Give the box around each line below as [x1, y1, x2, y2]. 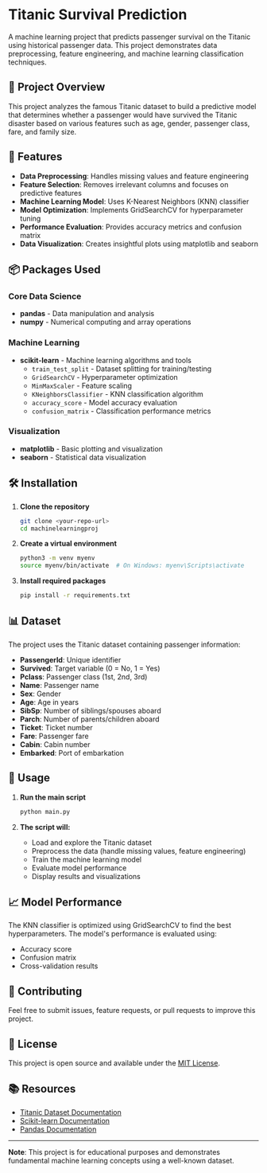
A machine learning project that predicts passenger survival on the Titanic [8, 32, 251, 41]
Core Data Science [8, 291, 82, 302]
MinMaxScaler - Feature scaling [31, 381, 133, 390]
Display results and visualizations [31, 871, 141, 881]
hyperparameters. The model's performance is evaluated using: [8, 929, 217, 939]
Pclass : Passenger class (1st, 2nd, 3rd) [19, 671, 148, 682]
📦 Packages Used [8, 263, 101, 276]
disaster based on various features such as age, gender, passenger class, [8, 118, 250, 128]
